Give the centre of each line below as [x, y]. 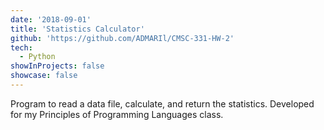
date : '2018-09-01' [51, 19]
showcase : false [44, 76]
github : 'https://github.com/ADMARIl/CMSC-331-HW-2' [122, 38]
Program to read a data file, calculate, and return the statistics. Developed [162, 103]
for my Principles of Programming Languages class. [117, 114]
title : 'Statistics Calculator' [77, 29]
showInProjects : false [57, 66]
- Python [37, 57]
